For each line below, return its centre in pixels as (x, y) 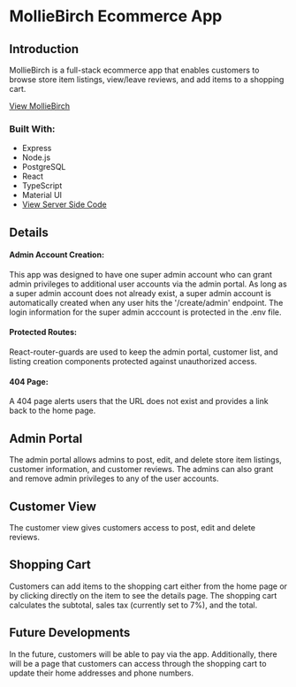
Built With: (32, 128)
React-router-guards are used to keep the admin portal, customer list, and (144, 352)
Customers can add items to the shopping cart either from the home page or (148, 586)
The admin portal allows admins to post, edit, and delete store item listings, (146, 460)
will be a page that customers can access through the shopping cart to (138, 663)
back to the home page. (53, 411)
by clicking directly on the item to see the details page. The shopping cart (143, 595)
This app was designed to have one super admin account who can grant (140, 274)
